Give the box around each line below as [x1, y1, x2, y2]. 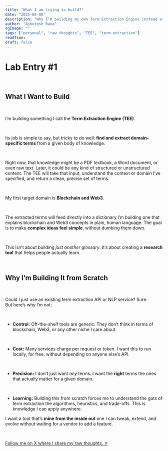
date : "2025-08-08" [5, 12, 46, 17]
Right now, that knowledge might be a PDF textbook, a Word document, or [5, 159, 158, 165]
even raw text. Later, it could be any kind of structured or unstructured [5, 164, 150, 170]
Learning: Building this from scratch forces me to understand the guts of [12, 395, 162, 401]
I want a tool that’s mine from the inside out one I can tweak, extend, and [5, 415, 156, 421]
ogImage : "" [5, 26, 30, 31]
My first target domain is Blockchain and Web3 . [5, 194, 104, 200]
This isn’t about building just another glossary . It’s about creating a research [5, 244, 163, 250]
